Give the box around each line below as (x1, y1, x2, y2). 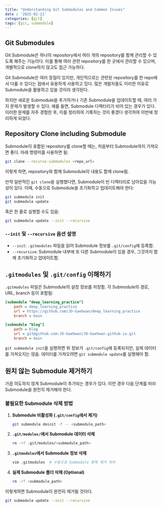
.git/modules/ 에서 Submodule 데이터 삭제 (12, 431, 95, 437)
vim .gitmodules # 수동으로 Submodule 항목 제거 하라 (12, 460, 116, 465)
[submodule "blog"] (5, 322, 45, 327)
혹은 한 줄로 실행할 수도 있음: (5, 209, 60, 214)
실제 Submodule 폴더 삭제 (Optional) (12, 470, 85, 475)
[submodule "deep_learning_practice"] (5, 300, 84, 305)
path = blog (14, 327, 38, 332)
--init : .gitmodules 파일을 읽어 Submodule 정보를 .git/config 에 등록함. (12, 243, 154, 248)
